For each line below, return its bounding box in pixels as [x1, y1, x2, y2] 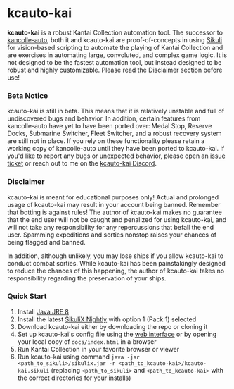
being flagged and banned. [7, 237, 86, 246]
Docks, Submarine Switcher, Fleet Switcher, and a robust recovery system [7, 129, 222, 138]
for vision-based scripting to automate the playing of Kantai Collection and [7, 43, 223, 51]
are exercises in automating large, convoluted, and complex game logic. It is [7, 51, 227, 59]
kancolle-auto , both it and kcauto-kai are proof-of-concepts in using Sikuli [7, 35, 223, 44]
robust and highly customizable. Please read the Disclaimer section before [7, 66, 223, 74]
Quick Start [7, 291, 47, 301]
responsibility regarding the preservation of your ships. [7, 273, 167, 283]
